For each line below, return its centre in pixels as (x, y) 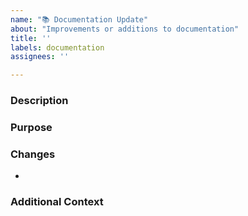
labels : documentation (57, 47)
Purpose (31, 127)
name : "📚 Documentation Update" (79, 19)
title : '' (31, 38)
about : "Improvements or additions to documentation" (125, 29)
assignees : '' (40, 57)
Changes (33, 154)
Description (39, 101)
